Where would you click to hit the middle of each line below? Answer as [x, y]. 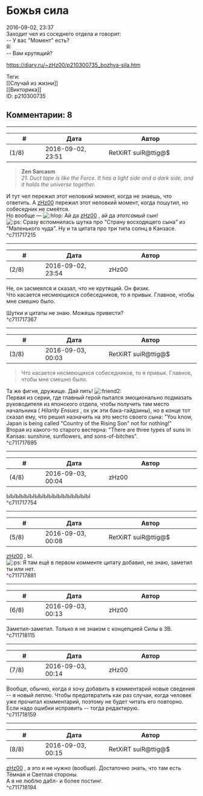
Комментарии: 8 [39, 115]
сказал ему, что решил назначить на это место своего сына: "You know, [99, 417]
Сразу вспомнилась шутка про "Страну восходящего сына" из [104, 221]
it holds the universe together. [58, 184]
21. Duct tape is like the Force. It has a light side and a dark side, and [107, 178]
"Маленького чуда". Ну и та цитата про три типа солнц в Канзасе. [91, 228]
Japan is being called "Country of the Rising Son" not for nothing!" [89, 423]
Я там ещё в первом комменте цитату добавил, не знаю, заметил [108, 562]
